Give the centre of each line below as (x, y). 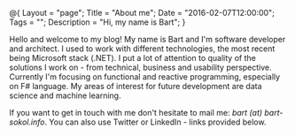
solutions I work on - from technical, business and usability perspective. (140, 67)
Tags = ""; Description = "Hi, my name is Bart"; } (97, 22)
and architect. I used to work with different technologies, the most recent (142, 49)
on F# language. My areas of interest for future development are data (136, 86)
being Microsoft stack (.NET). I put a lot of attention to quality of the (133, 58)
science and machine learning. (65, 95)
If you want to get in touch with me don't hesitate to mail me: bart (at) (136, 113)
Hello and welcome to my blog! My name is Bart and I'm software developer (147, 39)
